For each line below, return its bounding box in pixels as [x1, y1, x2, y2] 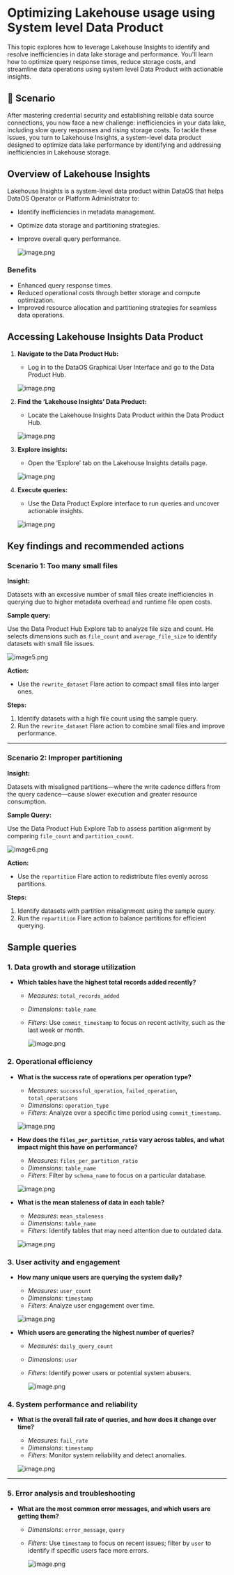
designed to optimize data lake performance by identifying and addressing [7, 141, 221, 149]
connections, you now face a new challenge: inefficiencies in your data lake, [7, 118, 226, 127]
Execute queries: [17, 485, 68, 494]
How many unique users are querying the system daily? [17, 1273, 182, 1281]
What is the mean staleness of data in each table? [17, 1198, 165, 1206]
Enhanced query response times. [17, 281, 113, 290]
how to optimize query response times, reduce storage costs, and [7, 57, 196, 65]
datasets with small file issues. [7, 639, 95, 648]
